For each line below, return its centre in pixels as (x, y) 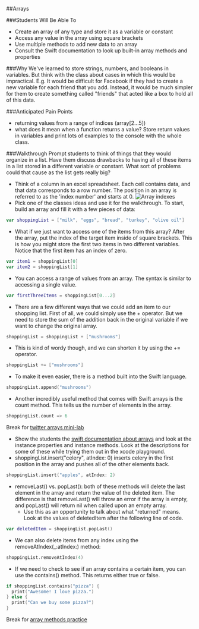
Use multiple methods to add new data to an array (76, 44)
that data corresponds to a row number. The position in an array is (96, 190)
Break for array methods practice (47, 619)
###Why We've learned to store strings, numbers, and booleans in (88, 68)
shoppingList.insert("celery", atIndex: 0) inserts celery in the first (94, 458)
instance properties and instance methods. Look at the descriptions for (102, 445)
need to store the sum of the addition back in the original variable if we (101, 319)
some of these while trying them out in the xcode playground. (90, 452)
